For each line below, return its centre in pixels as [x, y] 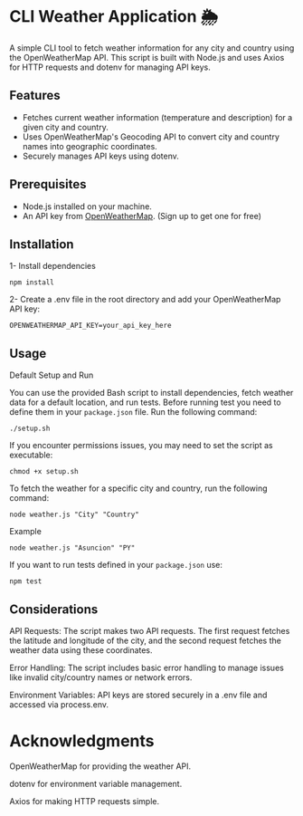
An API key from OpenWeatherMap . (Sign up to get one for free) [142, 216]
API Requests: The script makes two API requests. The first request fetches [150, 631]
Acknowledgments [82, 741]
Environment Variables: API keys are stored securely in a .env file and [138, 695]
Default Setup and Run [52, 375]
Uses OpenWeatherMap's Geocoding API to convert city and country [151, 137]
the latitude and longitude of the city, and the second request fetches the [146, 640]
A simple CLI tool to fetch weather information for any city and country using [152, 48]
